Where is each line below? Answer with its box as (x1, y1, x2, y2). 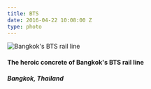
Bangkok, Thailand (7, 74, 64, 82)
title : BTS (7, 10, 39, 17)
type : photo (7, 23, 42, 30)
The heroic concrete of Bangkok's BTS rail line (7, 58, 145, 66)
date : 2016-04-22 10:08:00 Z (7, 17, 92, 24)
